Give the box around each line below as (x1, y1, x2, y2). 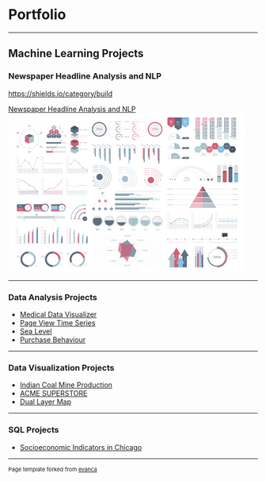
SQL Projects (8, 425, 59, 436)
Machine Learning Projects (8, 47, 144, 60)
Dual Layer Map (19, 397, 71, 406)
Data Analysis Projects (8, 291, 97, 302)
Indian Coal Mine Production (19, 380, 113, 390)
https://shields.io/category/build (8, 89, 113, 98)
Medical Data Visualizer (19, 310, 97, 319)
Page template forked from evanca (8, 465, 97, 473)
